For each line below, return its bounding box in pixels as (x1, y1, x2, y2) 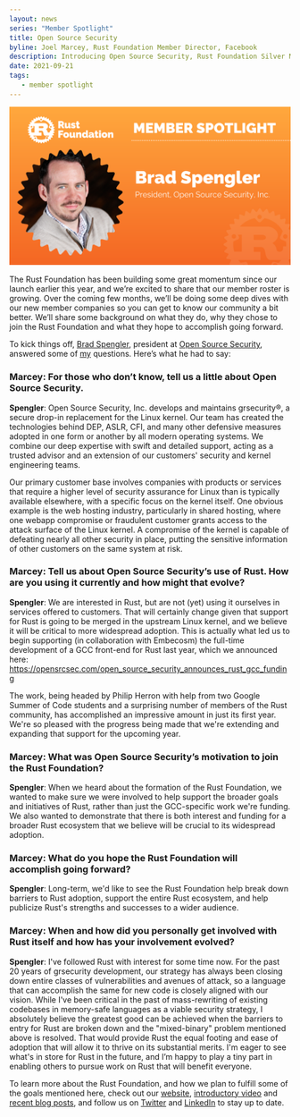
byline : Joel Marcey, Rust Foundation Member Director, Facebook (9, 43, 257, 52)
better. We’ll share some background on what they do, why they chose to (9, 312, 279, 323)
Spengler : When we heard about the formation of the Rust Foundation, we (9, 783, 283, 793)
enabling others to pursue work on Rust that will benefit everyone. (9, 1061, 253, 1071)
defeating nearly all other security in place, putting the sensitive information (9, 533, 288, 545)
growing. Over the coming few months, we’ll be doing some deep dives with (9, 293, 288, 304)
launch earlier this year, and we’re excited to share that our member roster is (9, 283, 290, 294)
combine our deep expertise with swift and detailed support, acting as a (9, 440, 274, 451)
